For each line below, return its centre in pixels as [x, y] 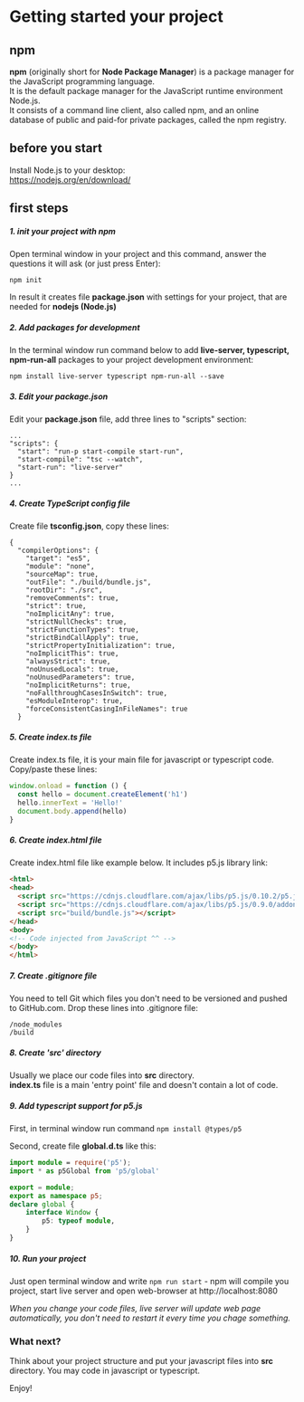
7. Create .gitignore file [53, 976]
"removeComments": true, [72, 598]
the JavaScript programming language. [82, 81]
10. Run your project [48, 1258]
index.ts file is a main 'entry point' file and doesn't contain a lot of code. [144, 1085]
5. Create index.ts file [51, 737]
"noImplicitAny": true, [71, 614]
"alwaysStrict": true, [68, 662]
